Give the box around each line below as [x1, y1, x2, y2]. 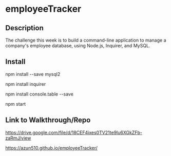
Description [5, 24, 44, 32]
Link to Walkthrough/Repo [5, 116, 91, 125]
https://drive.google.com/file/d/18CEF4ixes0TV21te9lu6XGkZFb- [5, 129, 143, 135]
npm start [5, 101, 26, 107]
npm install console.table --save [5, 91, 73, 97]
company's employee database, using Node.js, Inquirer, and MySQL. [5, 43, 150, 49]
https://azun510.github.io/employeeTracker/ [5, 145, 98, 151]
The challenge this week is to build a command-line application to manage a [5, 37, 166, 43]
